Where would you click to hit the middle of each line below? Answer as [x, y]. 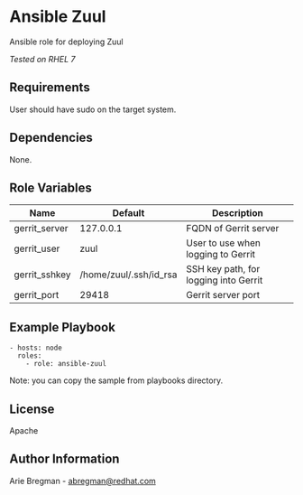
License [32, 409]
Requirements [50, 88]
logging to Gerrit [220, 255]
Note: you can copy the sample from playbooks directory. [116, 380]
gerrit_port [37, 295]
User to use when [224, 243]
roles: [30, 356]
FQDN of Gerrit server [233, 229]
